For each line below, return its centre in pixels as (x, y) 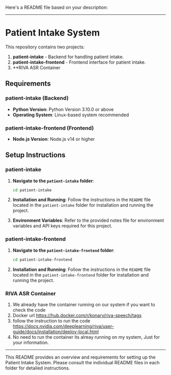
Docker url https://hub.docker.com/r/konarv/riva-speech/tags (77, 315)
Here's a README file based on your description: (57, 7)
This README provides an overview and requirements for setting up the (81, 357)
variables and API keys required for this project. (63, 226)
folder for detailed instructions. (38, 368)
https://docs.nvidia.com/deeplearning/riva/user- (63, 326)
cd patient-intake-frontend (42, 260)
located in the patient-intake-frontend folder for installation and (81, 274)
